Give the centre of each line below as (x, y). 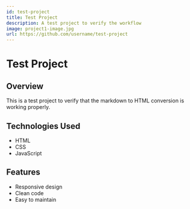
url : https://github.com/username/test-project (67, 34)
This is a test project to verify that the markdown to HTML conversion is (95, 101)
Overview (25, 86)
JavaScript (28, 153)
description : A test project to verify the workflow (74, 23)
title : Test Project (32, 17)
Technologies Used (43, 126)
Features (23, 172)
